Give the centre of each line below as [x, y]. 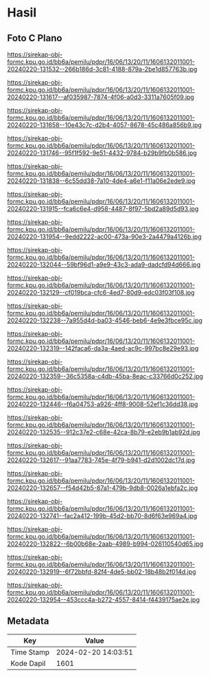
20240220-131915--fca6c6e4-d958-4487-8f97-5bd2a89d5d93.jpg [103, 209]
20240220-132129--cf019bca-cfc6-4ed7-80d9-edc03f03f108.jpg [101, 292]
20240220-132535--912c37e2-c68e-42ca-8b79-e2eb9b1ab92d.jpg [104, 432]
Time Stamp [30, 652]
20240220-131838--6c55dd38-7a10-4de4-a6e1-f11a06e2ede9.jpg [101, 181]
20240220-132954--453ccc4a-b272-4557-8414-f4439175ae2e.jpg [104, 600]
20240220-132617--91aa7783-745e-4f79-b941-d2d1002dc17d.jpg [101, 460]
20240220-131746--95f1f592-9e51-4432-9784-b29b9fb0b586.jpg [102, 153]
